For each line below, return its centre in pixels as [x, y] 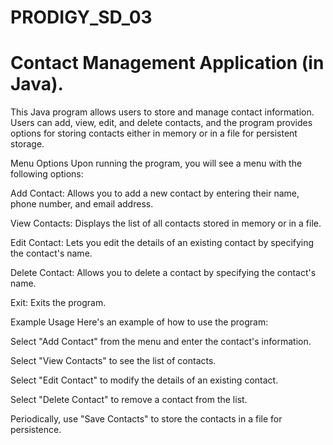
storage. [27, 144]
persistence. [36, 430]
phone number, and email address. [82, 204]
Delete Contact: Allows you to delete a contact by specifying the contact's [163, 273]
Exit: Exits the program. [58, 303]
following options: [47, 174]
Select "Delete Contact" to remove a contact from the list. [129, 400]
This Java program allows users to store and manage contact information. [162, 112]
